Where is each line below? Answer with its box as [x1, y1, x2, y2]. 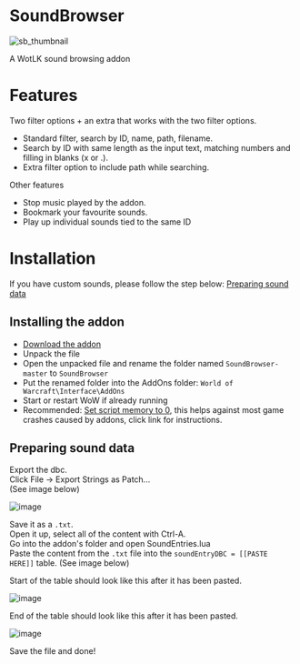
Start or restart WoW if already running [22, 395, 168, 406]
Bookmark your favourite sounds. [22, 206, 148, 217]
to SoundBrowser [49, 367, 109, 378]
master [22, 369, 48, 378]
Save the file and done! [9, 646, 96, 657]
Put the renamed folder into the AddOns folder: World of [22, 377, 234, 387]
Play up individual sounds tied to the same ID [22, 216, 192, 227]
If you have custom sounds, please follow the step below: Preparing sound [9, 278, 289, 289]
